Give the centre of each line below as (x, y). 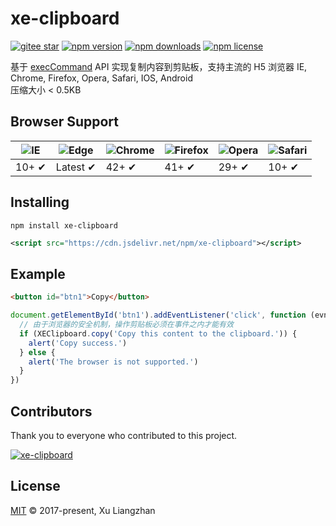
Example (38, 273)
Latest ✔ (76, 167)
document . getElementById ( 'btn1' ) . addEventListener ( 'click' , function (158, 315)
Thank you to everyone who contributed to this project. (124, 435)
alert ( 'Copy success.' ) (78, 343)
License (35, 486)
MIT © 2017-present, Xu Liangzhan (83, 510)
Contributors (51, 411)
